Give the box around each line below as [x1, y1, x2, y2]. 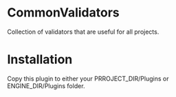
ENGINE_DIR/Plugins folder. [7, 81, 85, 90]
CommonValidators [7, 5, 120, 21]
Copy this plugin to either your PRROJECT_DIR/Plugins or [7, 74, 169, 83]
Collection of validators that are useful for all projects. [7, 28, 159, 36]
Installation [7, 52, 73, 67]
